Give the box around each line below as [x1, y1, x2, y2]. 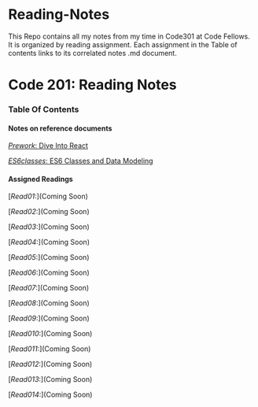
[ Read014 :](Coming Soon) [8, 390, 93, 399]
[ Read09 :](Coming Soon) [8, 313, 90, 324]
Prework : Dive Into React [8, 141, 89, 150]
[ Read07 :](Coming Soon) [8, 283, 90, 293]
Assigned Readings [8, 174, 73, 183]
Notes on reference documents [8, 124, 112, 133]
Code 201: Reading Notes [8, 76, 177, 94]
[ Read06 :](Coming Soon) [8, 268, 90, 277]
